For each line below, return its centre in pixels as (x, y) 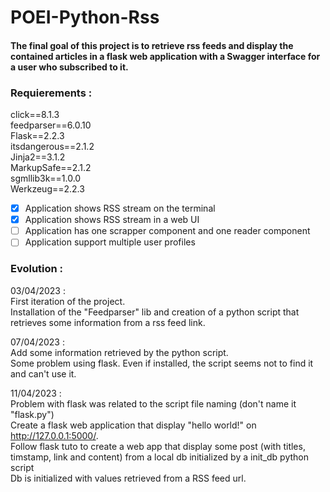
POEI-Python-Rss (85, 17)
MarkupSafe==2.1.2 (51, 168)
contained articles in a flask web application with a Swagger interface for (165, 56)
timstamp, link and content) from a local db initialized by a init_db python (159, 457)
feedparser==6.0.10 (51, 125)
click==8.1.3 (35, 115)
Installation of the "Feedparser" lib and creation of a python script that (155, 312)
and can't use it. (43, 373)
